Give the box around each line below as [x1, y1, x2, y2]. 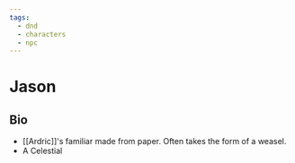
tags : [9, 13, 30, 22]
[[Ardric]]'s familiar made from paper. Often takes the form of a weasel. [22, 136, 287, 147]
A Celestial [22, 145, 63, 157]
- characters [17, 30, 67, 39]
